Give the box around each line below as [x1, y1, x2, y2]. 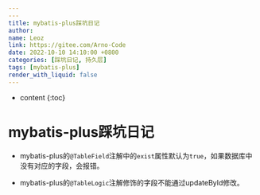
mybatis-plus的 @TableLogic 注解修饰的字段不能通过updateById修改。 [19, 177, 244, 187]
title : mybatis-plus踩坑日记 [8, 19, 100, 27]
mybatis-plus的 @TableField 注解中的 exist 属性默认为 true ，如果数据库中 [19, 150, 253, 160]
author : [8, 26, 34, 34]
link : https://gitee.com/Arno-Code [8, 41, 126, 49]
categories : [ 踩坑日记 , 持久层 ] [8, 57, 107, 64]
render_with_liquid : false [8, 71, 98, 79]
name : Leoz [8, 33, 45, 42]
